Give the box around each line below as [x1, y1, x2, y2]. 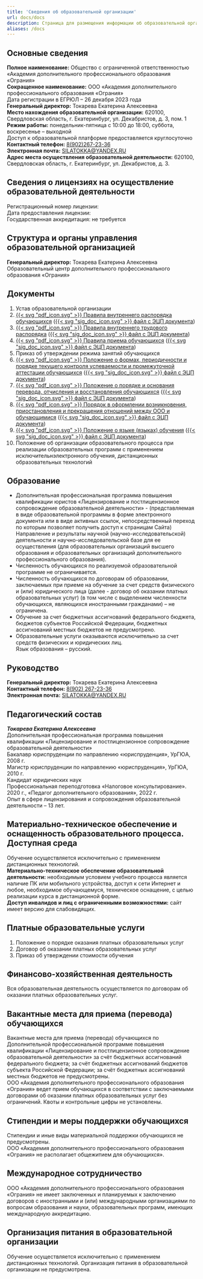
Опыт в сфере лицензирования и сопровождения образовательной [7, 795, 181, 802]
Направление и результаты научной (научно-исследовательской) [15, 530, 186, 537]
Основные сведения [7, 48, 89, 58]
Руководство [7, 663, 59, 673]
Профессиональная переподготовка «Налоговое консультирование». [7, 783, 187, 790]
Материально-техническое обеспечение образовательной [7, 867, 164, 874]
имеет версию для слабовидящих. [7, 905, 96, 913]
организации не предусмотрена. [7, 1266, 92, 1273]
